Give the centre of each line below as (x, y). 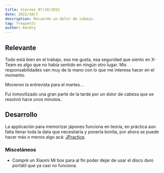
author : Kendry (20, 28)
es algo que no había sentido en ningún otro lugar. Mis (72, 65)
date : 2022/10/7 (21, 14)
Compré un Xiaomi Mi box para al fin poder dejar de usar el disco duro (83, 160)
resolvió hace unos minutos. (33, 99)
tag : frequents (20, 23)
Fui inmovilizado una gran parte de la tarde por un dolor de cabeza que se (79, 94)
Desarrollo (21, 115)
